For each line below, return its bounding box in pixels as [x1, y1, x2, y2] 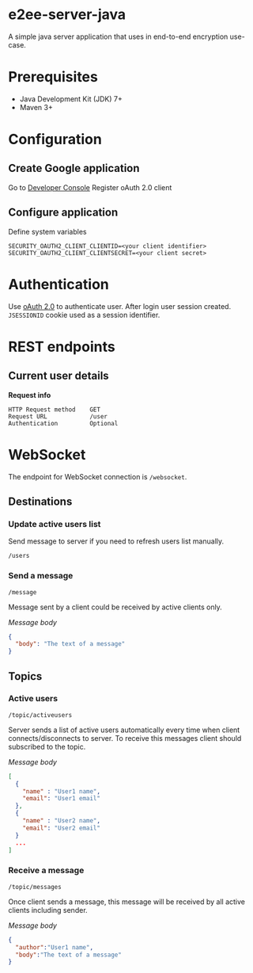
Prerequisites [8, 68, 99, 86]
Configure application [8, 206, 119, 219]
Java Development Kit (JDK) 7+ [19, 93, 123, 104]
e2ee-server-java [8, 6, 126, 24]
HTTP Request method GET [8, 406, 101, 414]
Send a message [8, 570, 74, 582]
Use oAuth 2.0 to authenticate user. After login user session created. [8, 301, 232, 311]
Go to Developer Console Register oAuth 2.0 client [8, 182, 172, 192]
